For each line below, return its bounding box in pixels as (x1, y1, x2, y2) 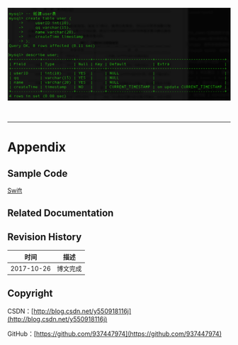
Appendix (7, 139, 66, 155)
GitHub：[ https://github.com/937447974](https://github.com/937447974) (7, 329, 222, 338)
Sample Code (7, 168, 68, 180)
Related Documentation (7, 207, 114, 219)
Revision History (7, 231, 82, 243)
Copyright (7, 287, 53, 300)
